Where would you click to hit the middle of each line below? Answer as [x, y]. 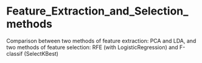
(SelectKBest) [41, 53]
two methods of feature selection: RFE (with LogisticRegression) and [92, 47]
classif [15, 53]
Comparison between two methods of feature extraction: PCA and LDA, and [101, 41]
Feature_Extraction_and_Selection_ [97, 11]
